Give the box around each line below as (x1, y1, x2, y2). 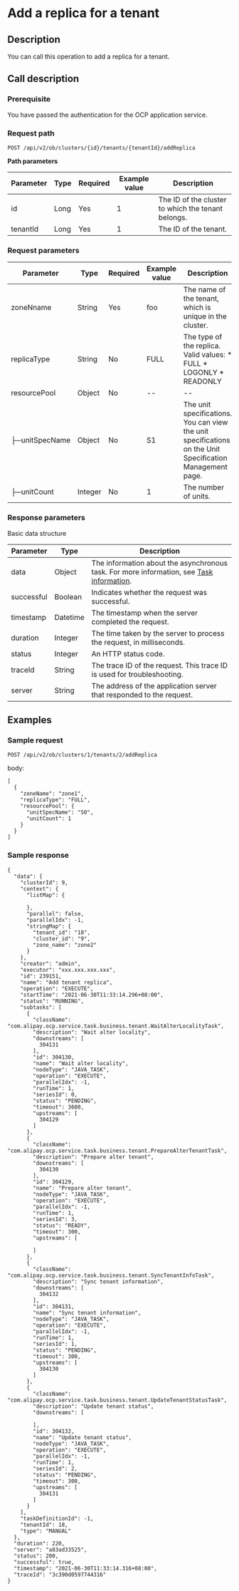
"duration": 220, (14, 1540, 65, 1547)
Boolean (54, 591, 83, 601)
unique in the (183, 311, 228, 321)
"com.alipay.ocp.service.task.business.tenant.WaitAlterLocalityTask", (7, 1022, 224, 1030)
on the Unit (183, 444, 221, 454)
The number (183, 482, 225, 492)
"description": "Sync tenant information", (33, 1278, 164, 1285)
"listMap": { (26, 891, 65, 898)
